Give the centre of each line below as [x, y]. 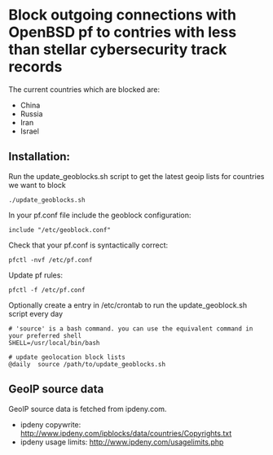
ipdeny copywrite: [51, 424]
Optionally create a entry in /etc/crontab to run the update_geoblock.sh [128, 305]
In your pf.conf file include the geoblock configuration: [100, 215]
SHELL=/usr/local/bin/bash [54, 343]
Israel [29, 131]
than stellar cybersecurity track [118, 50]
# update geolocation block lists [67, 357]
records [35, 67]
